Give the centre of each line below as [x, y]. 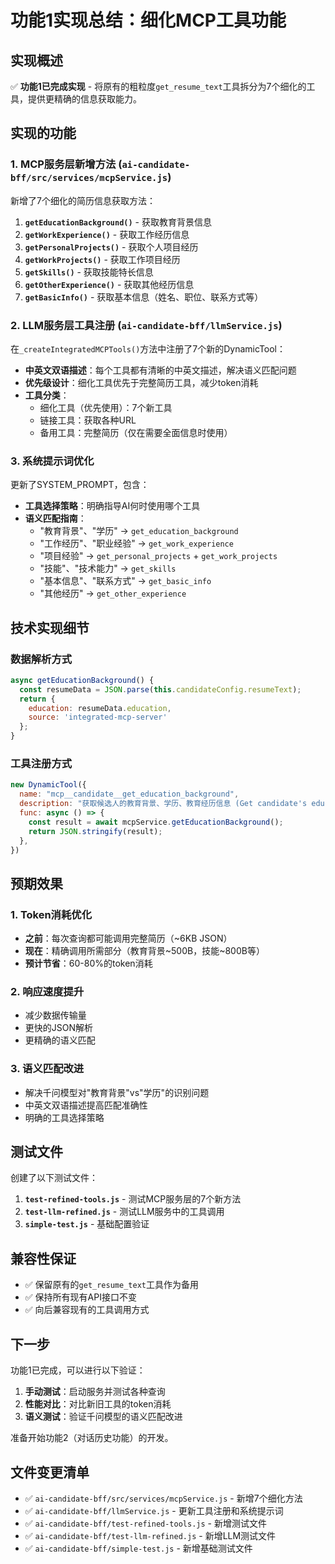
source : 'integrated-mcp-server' [98, 717]
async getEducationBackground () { [82, 680]
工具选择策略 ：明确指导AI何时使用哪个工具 [112, 506]
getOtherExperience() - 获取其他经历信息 [109, 284]
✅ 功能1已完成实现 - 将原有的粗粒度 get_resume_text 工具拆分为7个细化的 [158, 86]
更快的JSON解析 [59, 1028]
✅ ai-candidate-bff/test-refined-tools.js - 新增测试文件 [145, 1523]
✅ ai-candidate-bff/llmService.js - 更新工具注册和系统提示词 [154, 1510]
